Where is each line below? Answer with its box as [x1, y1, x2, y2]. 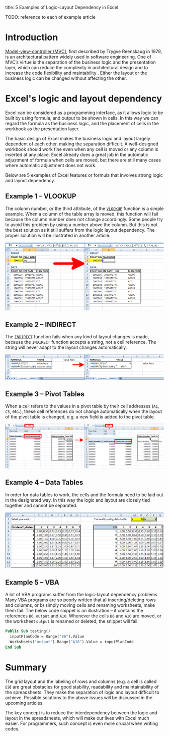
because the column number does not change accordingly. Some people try [5, 216, 163, 222]
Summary [5, 661, 47, 673]
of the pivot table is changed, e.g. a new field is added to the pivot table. [5, 414, 155, 420]
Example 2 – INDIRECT [5, 320, 76, 329]
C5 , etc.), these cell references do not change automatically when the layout [5, 408, 162, 414]
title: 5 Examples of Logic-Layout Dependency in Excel [5, 5, 119, 10]
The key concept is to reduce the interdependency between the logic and [5, 709, 157, 716]
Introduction [5, 32, 58, 43]
